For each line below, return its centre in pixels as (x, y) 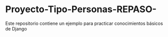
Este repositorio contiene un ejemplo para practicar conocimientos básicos (84, 23)
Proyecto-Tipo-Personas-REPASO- (81, 9)
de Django (16, 28)
